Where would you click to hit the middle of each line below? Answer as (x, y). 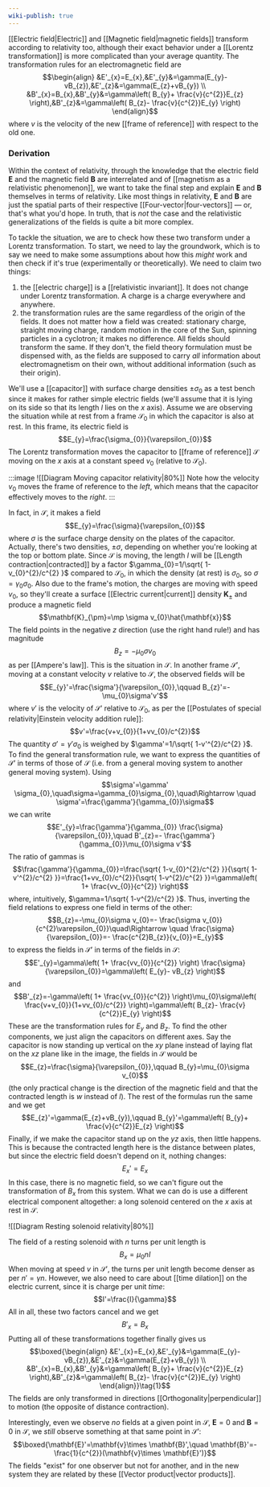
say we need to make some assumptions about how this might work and (128, 254)
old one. (22, 132)
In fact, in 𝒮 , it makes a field (55, 513)
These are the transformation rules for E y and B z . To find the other (118, 1027)
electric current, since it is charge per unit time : (87, 1287)
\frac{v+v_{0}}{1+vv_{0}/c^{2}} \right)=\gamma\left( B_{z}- (121, 1005)
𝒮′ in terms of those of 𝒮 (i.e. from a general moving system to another (126, 763)
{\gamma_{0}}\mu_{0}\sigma (127, 844)
